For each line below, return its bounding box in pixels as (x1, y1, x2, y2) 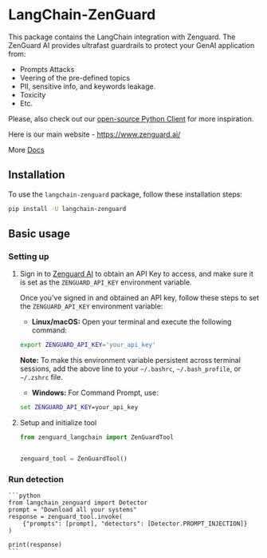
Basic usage (8, 227, 70, 241)
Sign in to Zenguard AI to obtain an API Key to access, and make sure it (19, 269, 253, 279)
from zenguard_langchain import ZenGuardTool (19, 433, 174, 441)
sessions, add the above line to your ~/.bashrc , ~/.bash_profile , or (19, 364, 241, 373)
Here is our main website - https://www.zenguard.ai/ (8, 130, 181, 139)
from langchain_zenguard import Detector (8, 499, 148, 507)
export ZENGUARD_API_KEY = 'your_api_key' (19, 341, 156, 349)
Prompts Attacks (19, 64, 75, 74)
